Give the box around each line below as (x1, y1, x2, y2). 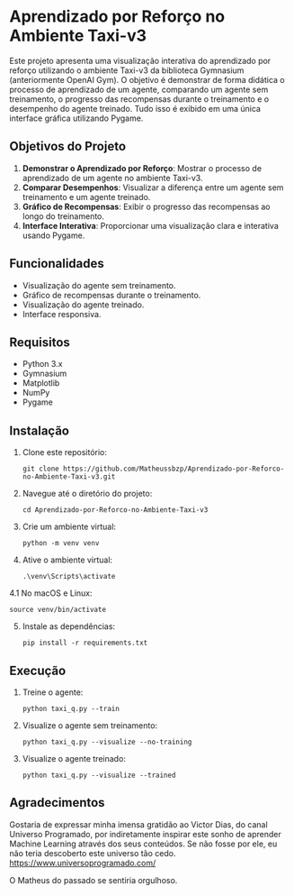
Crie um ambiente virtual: (22, 521, 117, 533)
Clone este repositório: (22, 447, 108, 458)
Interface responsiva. (22, 308, 102, 319)
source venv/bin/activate (9, 606, 106, 615)
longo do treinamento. (22, 210, 105, 222)
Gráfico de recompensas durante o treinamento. (22, 289, 201, 300)
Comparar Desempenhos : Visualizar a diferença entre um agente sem (22, 182, 284, 193)
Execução (9, 662, 67, 678)
